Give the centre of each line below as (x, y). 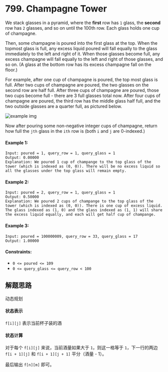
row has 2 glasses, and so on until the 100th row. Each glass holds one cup (82, 28)
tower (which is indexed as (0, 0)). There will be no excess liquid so (83, 166)
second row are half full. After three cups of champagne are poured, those (82, 90)
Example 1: (17, 143)
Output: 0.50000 (22, 197)
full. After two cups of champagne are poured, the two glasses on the (77, 85)
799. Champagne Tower (56, 9)
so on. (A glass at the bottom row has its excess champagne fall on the (78, 64)
